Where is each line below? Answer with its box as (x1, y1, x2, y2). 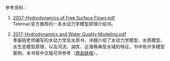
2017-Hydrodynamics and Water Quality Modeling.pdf (12, 31, 127, 37)
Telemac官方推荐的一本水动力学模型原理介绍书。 (12, 21, 116, 27)
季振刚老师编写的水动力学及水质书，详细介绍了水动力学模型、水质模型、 (12, 37, 165, 43)
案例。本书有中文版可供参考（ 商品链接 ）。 (12, 50, 101, 56)
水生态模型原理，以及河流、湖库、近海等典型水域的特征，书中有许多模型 (12, 44, 165, 50)
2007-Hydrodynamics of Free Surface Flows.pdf (12, 15, 115, 21)
